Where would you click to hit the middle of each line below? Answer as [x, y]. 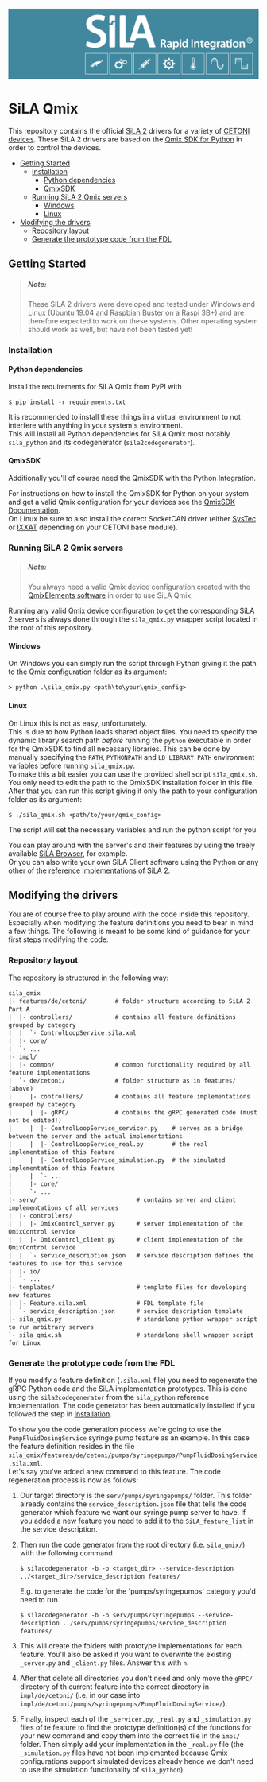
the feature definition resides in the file [72, 1446]
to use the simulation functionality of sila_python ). [102, 1769]
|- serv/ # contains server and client [122, 1200]
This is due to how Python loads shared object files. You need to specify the [133, 731]
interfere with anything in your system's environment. [96, 425]
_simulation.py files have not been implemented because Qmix [124, 1753]
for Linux [25, 1343]
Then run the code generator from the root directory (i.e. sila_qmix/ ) [132, 1544]
